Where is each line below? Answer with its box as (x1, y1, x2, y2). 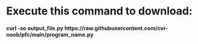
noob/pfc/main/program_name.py (6, 31, 94, 38)
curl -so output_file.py (6, 24, 64, 31)
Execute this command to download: (6, 4, 193, 18)
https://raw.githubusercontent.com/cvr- (64, 24, 169, 31)
